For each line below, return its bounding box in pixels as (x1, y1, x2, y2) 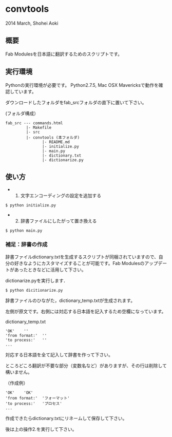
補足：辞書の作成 (5, 241, 48, 248)
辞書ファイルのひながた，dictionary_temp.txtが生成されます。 (5, 297, 135, 303)
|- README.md (42, 139, 70, 144)
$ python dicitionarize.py (5, 288, 63, 293)
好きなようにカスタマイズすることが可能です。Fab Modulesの (14, 260, 145, 266)
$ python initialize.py (5, 203, 56, 208)
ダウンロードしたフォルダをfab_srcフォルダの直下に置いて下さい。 (5, 99, 147, 105)
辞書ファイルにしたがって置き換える (20, 218, 97, 224)
